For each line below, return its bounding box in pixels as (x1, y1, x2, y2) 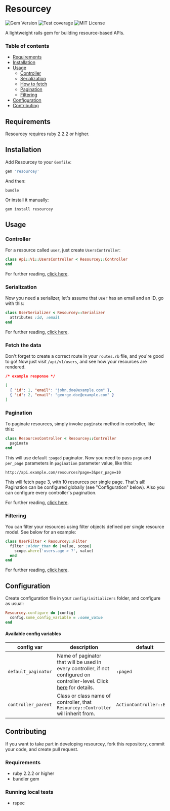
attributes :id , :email (10, 315, 60, 320)
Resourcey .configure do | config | (5, 610, 76, 615)
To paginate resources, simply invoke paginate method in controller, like (5, 421, 155, 427)
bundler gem (12, 776, 39, 782)
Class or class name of (57, 692, 111, 699)
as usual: (5, 601, 24, 607)
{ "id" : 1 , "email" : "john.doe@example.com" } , (10, 388, 112, 393)
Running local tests (5, 789, 54, 796)
